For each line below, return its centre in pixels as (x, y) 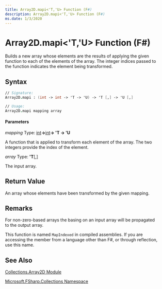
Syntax (16, 81)
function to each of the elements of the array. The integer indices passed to (81, 61)
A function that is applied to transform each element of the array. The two (79, 142)
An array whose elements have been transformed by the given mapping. (77, 193)
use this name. (20, 245)
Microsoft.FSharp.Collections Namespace (47, 281)
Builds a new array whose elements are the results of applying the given (77, 56)
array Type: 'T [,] (22, 157)
